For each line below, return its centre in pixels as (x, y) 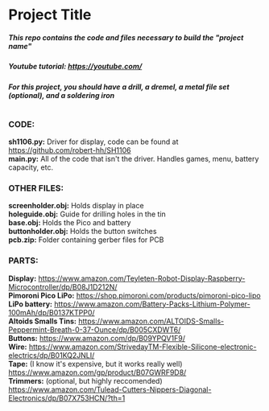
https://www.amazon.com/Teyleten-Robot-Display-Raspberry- (142, 278)
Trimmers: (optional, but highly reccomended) (85, 380)
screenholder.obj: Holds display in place (76, 206)
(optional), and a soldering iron (62, 95)
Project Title (50, 15)
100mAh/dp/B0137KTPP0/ (52, 312)
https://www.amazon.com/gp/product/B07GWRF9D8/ (97, 372)
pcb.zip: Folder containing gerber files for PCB (86, 240)
